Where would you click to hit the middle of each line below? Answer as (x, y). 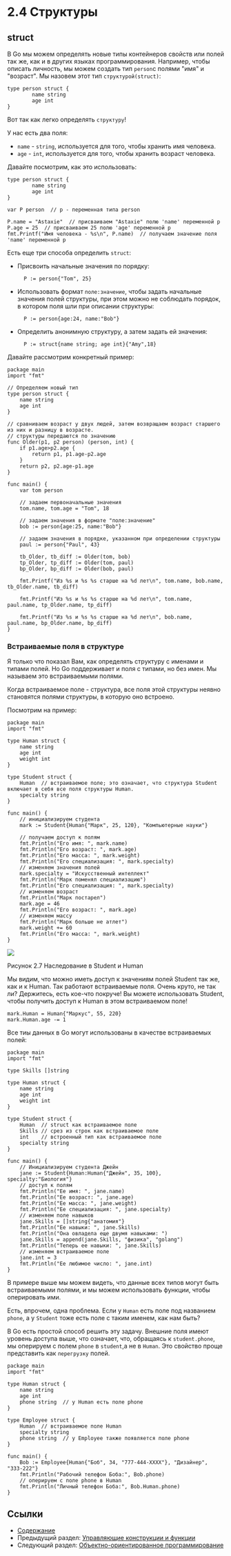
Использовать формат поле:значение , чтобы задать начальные (109, 291)
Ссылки (25, 1514)
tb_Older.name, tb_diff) (43, 587)
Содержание (36, 1530)
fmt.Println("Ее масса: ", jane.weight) (78, 1204)
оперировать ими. (34, 1297)
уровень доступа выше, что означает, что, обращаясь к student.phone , (111, 1339)
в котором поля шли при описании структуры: (86, 306)
